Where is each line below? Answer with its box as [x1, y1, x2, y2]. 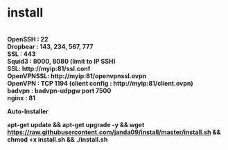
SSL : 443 [7, 50, 36, 58]
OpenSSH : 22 [7, 35, 49, 43]
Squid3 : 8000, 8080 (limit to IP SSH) [7, 57, 116, 65]
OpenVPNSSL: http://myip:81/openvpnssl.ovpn [7, 71, 147, 80]
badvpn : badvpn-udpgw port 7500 [7, 86, 112, 95]
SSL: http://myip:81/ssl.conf [7, 64, 91, 73]
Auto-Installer [7, 107, 49, 115]
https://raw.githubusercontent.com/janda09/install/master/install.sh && [7, 128, 221, 136]
